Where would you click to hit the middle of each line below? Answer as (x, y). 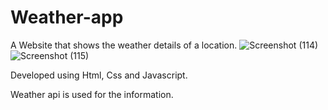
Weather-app (67, 17)
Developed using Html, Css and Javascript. (99, 75)
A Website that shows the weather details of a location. (124, 45)
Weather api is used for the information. (92, 94)
